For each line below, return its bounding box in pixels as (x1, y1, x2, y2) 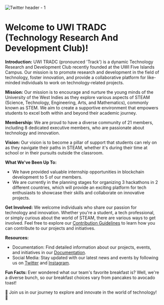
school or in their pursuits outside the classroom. (5, 150, 104, 155)
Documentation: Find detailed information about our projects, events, (12, 244, 152, 250)
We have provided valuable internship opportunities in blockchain (12, 169, 144, 175)
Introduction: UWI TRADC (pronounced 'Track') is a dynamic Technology (5, 59, 153, 65)
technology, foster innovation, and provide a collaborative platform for (5, 74, 146, 80)
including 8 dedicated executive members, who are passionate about (5, 125, 144, 130)
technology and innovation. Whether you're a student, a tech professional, (5, 209, 155, 215)
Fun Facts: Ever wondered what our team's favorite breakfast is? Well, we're (5, 269, 159, 275)
